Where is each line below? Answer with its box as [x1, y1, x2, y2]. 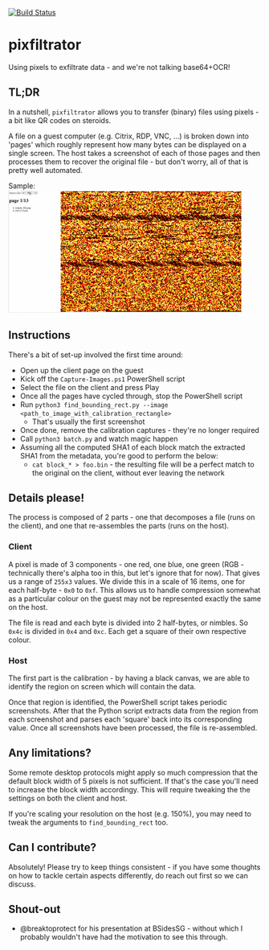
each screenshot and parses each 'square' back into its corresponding [8, 714, 243, 724]
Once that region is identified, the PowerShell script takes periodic [8, 697, 227, 707]
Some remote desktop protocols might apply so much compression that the [8, 767, 259, 777]
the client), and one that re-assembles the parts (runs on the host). [8, 521, 230, 531]
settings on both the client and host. [8, 793, 128, 803]
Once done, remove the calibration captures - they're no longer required [19, 425, 259, 434]
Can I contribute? [8, 841, 97, 854]
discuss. [8, 879, 36, 889]
